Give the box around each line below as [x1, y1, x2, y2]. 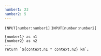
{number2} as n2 [4, 38, 37, 43]
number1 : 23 [4, 7, 29, 12]
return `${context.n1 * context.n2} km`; [4, 47, 89, 52]
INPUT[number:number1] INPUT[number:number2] [4, 26, 97, 30]
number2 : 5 [4, 12, 27, 16]
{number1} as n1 [4, 34, 37, 39]
